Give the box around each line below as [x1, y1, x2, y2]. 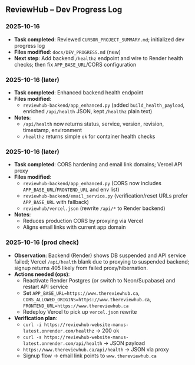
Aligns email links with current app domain [22, 223, 126, 231]
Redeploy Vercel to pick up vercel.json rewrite [22, 308, 137, 315]
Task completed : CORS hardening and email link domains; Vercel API [14, 161, 183, 168]
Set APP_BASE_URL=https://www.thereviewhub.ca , [22, 289, 140, 297]
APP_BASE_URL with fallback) [22, 199, 90, 206]
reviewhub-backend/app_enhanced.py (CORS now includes [22, 180, 162, 187]
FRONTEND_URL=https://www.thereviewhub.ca [22, 303, 129, 309]
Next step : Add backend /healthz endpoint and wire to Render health [14, 54, 183, 61]
